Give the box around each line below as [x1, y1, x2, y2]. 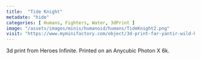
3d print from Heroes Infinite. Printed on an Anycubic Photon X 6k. [6, 47, 170, 54]
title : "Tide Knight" [6, 8, 63, 15]
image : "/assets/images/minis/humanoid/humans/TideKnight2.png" [6, 25, 170, 31]
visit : [6, 31, 23, 37]
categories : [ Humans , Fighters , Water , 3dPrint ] [6, 20, 135, 26]
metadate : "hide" [6, 14, 50, 20]
